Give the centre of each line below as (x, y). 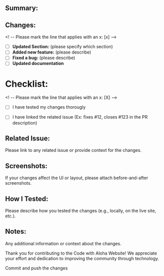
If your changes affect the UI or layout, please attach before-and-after (77, 178)
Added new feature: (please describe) (52, 52)
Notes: (16, 232)
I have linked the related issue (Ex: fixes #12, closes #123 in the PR (80, 117)
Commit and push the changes (36, 268)
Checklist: (27, 84)
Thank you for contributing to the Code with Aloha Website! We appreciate (81, 253)
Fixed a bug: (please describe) (44, 58)
